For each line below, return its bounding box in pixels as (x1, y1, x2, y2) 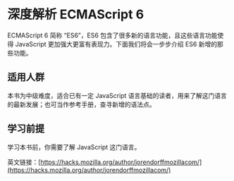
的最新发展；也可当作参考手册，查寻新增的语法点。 (7, 100, 156, 108)
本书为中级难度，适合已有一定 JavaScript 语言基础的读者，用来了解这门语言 (7, 91, 228, 99)
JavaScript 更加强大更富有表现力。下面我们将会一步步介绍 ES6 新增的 (15, 39, 218, 48)
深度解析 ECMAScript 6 (7, 6, 144, 23)
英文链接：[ (7, 158, 41, 166)
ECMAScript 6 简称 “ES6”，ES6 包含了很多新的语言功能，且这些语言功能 (7, 31, 218, 39)
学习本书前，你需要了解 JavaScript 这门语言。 (7, 142, 141, 151)
